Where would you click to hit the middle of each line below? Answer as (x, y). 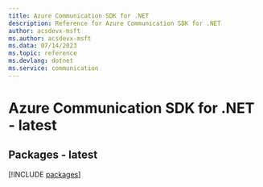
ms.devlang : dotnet (41, 61)
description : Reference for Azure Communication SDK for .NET (115, 23)
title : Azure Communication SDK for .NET (79, 16)
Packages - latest (53, 155)
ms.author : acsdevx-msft (50, 38)
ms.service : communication (53, 69)
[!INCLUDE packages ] (45, 174)
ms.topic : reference (43, 53)
